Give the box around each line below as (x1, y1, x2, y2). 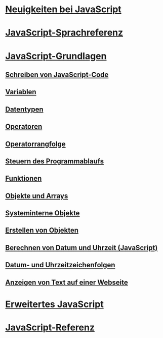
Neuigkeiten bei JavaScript (5, 4, 121, 15)
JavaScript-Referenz (5, 322, 95, 333)
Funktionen (5, 174, 42, 183)
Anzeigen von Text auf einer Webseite (5, 278, 128, 287)
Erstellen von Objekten (5, 226, 79, 235)
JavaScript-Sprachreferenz (5, 27, 124, 39)
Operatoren (5, 122, 43, 131)
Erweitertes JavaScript (5, 298, 104, 310)
